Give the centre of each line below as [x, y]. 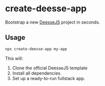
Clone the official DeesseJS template [50, 68]
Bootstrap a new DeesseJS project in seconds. [52, 22]
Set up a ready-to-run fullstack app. [49, 78]
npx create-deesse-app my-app [36, 49]
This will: [14, 58]
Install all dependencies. [37, 73]
